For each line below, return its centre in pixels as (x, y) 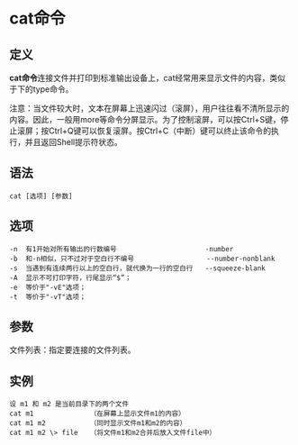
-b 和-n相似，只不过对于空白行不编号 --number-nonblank (142, 259)
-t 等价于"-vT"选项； (48, 297)
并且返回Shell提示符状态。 (74, 142)
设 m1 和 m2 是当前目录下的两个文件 (69, 404)
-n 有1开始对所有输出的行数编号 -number (122, 249)
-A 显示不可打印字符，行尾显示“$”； (71, 277)
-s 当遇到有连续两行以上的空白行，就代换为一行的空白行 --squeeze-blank (137, 268)
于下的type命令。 (41, 89)
